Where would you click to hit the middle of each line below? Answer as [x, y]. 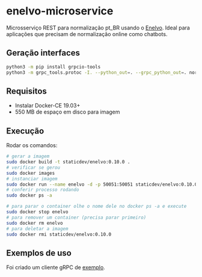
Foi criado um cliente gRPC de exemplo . [56, 267]
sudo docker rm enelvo [35, 223]
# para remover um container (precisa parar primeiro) [76, 218]
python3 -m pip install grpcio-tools [54, 67]
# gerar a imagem [28, 157]
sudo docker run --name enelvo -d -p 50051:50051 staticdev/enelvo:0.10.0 [102, 184]
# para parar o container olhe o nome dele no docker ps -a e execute [96, 206]
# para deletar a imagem [37, 229]
